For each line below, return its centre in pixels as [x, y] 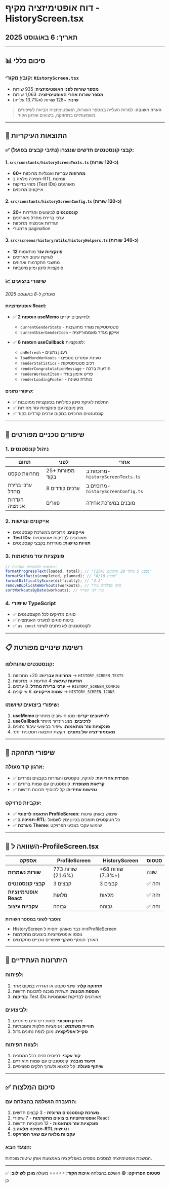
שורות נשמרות [25, 872]
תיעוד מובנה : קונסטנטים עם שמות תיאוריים [54, 1061]
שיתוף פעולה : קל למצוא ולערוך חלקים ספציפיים [58, 1066]
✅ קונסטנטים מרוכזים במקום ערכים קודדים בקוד [58, 414]
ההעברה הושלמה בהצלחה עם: [41, 1101]
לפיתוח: [14, 975]
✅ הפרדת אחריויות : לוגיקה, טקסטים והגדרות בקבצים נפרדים [71, 778]
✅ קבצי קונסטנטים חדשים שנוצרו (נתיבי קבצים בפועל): [70, 150]
